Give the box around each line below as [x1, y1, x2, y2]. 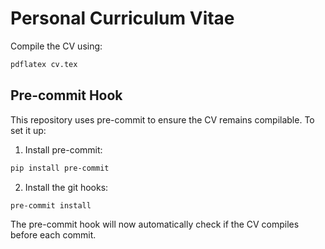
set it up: [10, 124, 47, 136]
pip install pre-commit [10, 163, 110, 173]
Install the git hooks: [24, 181, 109, 193]
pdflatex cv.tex [10, 59, 78, 69]
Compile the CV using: [10, 40, 103, 52]
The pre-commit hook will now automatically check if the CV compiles [10, 218, 300, 231]
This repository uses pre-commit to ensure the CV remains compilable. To [10, 113, 315, 126]
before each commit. [10, 229, 97, 241]
